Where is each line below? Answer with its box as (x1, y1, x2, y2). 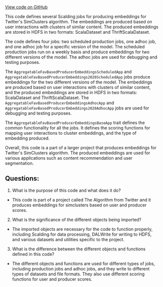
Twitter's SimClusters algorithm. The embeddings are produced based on (5, 19, 152, 24)
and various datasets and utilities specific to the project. (12, 236, 125, 242)
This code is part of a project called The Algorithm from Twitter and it (12, 197, 151, 203)
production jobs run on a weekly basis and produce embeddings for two (5, 49, 150, 55)
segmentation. (5, 161, 34, 166)
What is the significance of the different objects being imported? (12, 217, 142, 223)
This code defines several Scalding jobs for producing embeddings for (5, 14, 147, 19)
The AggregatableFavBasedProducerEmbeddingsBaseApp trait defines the (5, 120, 145, 125)
